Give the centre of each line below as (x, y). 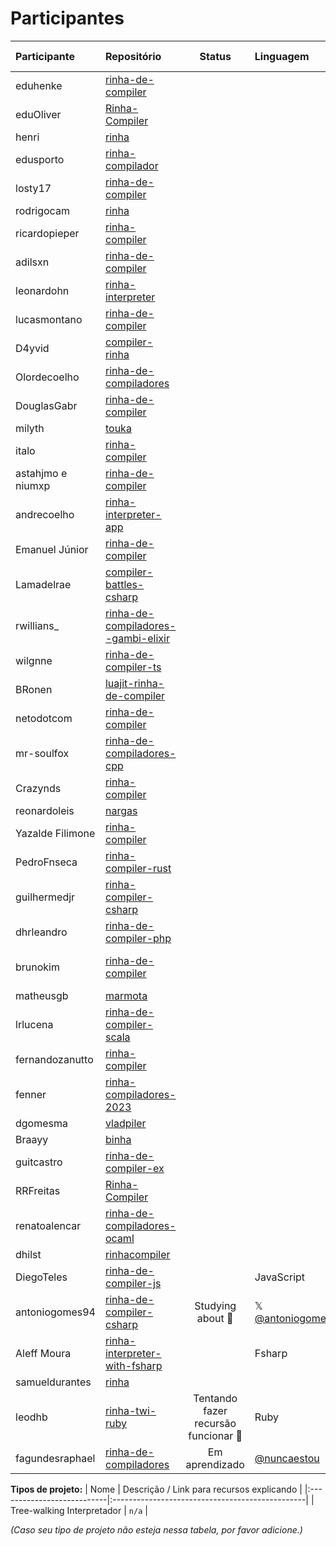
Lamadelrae (43, 584)
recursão (215, 1423)
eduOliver (38, 114)
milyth (30, 428)
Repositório (133, 56)
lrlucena (34, 1024)
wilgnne (34, 660)
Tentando (215, 1398)
